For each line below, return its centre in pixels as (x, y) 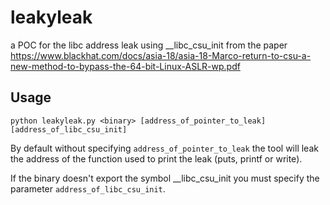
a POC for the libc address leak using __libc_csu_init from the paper (149, 45)
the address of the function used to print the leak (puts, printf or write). (156, 158)
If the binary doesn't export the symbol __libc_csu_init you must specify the (165, 178)
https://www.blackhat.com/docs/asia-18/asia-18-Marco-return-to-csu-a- (161, 55)
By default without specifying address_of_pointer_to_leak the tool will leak (164, 148)
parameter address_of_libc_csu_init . (88, 188)
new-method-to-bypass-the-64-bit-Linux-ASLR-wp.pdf (125, 66)
